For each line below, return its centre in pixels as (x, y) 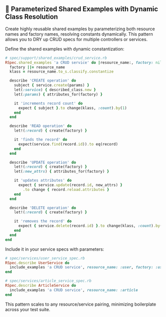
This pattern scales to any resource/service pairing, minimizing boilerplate (81, 304)
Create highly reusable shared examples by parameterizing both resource (80, 29)
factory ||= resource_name (37, 67)
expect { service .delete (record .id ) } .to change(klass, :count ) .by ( (90, 226)
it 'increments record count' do (48, 103)
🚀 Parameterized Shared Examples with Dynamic (82, 9)
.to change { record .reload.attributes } (66, 189)
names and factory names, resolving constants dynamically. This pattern (79, 34)
